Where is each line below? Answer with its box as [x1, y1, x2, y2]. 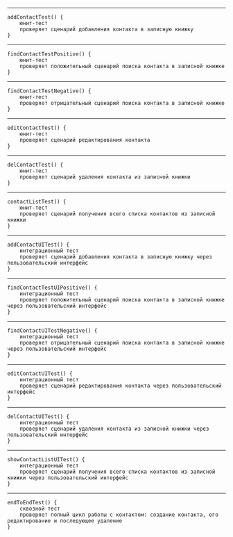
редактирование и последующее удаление [7, 518, 123, 524]
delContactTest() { [7, 161, 64, 168]
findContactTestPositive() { [7, 51, 92, 58]
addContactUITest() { [7, 241, 70, 248]
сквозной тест [19, 505, 60, 512]
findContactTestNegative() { [7, 88, 92, 94]
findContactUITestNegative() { [7, 327, 98, 334]
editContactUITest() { [7, 370, 73, 377]
